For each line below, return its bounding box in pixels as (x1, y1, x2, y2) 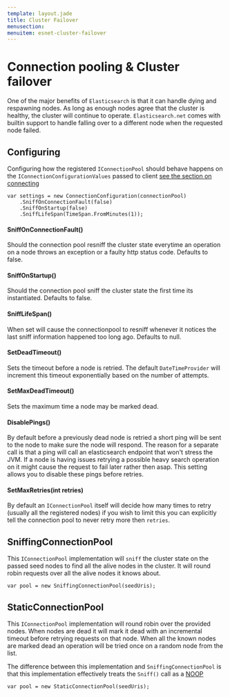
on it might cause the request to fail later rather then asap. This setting (7, 463, 208, 471)
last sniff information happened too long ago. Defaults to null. (7, 333, 182, 341)
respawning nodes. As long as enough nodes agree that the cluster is (7, 104, 205, 113)
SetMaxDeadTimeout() (7, 387, 75, 395)
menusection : (7, 23, 45, 30)
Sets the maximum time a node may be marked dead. (7, 402, 159, 411)
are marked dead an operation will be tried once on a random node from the (7, 642, 224, 650)
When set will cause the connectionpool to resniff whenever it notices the (7, 325, 217, 333)
